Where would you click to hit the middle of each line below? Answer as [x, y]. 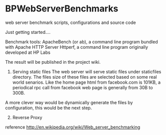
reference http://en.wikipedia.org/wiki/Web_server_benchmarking [73, 127]
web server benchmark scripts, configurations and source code [71, 22]
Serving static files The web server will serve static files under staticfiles [87, 71]
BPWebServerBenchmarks [62, 9]
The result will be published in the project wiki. [53, 62]
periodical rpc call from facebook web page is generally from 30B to [83, 87]
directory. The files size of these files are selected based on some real [84, 77]
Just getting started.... [28, 32]
